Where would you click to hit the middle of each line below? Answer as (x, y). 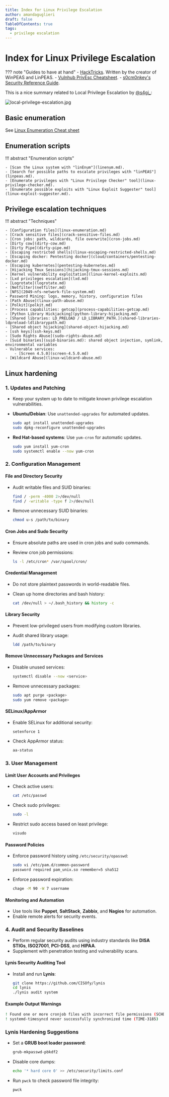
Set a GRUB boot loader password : (49, 1043)
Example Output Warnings (33, 1003)
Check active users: (33, 786)
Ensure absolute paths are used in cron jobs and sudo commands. (81, 542)
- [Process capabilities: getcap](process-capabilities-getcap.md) (77, 310)
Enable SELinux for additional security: (53, 722)
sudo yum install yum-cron (41, 446)
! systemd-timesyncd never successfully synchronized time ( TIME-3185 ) (82, 1019)
